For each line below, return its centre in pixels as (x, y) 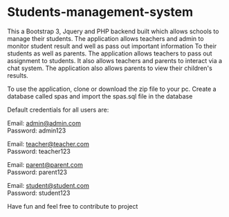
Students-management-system (100, 12)
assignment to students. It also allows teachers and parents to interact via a (115, 60)
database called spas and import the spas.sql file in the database (100, 96)
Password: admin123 (37, 130)
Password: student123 (39, 193)
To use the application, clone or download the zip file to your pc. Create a (112, 89)
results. (18, 75)
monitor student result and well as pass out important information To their (112, 46)
